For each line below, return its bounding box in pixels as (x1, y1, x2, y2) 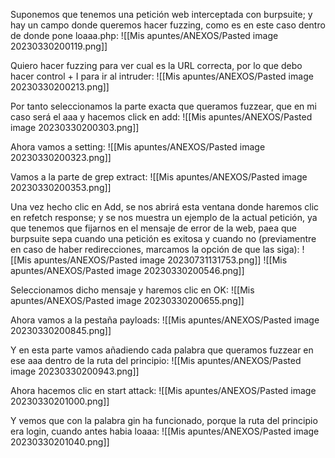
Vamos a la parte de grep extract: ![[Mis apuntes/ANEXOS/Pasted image (10, 171, 308, 183)
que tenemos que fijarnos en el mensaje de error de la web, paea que (10, 222, 297, 234)
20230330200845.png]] (10, 325, 112, 336)
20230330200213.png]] (10, 81, 110, 93)
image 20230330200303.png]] (10, 122, 140, 133)
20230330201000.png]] (10, 395, 110, 407)
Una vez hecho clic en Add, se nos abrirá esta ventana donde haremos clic (10, 201, 320, 213)
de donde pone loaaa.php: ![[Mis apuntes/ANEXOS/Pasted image (10, 30, 279, 41)
